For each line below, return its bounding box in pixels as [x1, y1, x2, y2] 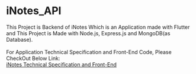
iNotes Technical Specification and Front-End [6, 60, 117, 68]
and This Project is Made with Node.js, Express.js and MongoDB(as [6, 29, 171, 36]
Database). [6, 36, 33, 43]
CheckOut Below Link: [6, 55, 60, 62]
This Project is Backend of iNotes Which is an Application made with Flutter [6, 23, 190, 31]
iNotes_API [6, 4, 62, 18]
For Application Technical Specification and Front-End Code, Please [6, 48, 172, 55]
